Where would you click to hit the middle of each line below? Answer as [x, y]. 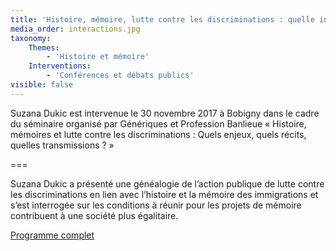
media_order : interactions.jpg [75, 29]
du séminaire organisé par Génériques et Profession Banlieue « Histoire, [158, 123]
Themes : [44, 47]
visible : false [42, 85]
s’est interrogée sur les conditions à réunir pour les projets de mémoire [156, 205]
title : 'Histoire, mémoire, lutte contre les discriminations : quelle [162, 19]
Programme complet [52, 235]
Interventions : [60, 66]
